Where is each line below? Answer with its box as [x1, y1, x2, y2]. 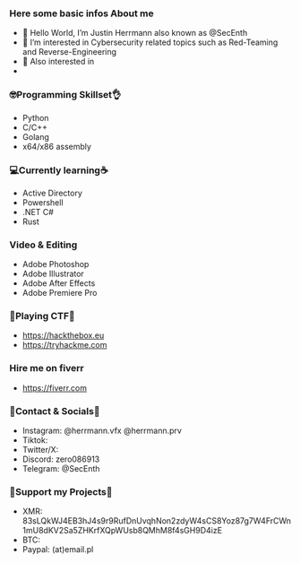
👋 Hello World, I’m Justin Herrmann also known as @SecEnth [21, 28, 248, 39]
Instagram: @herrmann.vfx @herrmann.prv [21, 425, 182, 437]
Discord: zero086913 [21, 454, 100, 464]
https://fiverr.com [21, 382, 88, 393]
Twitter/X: [21, 445, 59, 455]
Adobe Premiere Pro [21, 288, 98, 299]
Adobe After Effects [21, 278, 96, 289]
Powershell [21, 196, 64, 208]
